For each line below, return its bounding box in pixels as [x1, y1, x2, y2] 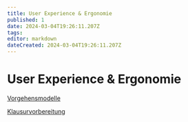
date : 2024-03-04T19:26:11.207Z [7, 23, 100, 29]
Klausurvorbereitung [7, 107, 65, 115]
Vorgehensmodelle [7, 94, 61, 102]
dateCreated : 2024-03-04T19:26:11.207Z [7, 42, 122, 49]
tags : [7, 29, 23, 36]
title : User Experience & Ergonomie [7, 10, 112, 17]
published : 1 [7, 16, 45, 23]
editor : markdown [7, 36, 57, 42]
